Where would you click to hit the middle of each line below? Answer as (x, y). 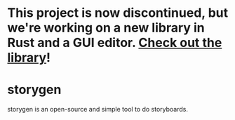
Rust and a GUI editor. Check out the (115, 43)
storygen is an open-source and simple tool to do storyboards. (98, 109)
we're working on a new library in (106, 28)
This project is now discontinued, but (118, 13)
